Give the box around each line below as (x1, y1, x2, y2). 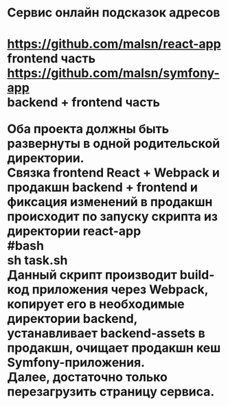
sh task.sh (7, 253, 68, 269)
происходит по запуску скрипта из (7, 209, 218, 225)
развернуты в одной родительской (7, 136, 220, 152)
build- (179, 267, 215, 283)
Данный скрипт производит (7, 267, 177, 283)
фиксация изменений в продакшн (7, 194, 213, 210)
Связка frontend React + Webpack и (7, 165, 220, 181)
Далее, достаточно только (7, 370, 168, 385)
